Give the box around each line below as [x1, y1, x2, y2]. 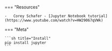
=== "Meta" [4, 26, 29, 32]
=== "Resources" [4, 4, 40, 10]
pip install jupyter [4, 40, 47, 45]
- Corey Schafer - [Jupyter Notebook [4, 14, 86, 19]
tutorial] [88, 14, 108, 19]
